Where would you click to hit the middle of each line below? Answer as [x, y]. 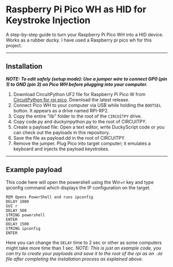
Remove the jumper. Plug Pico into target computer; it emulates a [82, 143]
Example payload [34, 170]
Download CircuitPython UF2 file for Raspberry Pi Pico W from [79, 94]
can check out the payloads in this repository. [61, 132]
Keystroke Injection [48, 20]
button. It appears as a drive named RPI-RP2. [61, 110]
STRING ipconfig [23, 228]
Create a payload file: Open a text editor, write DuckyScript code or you [89, 127]
